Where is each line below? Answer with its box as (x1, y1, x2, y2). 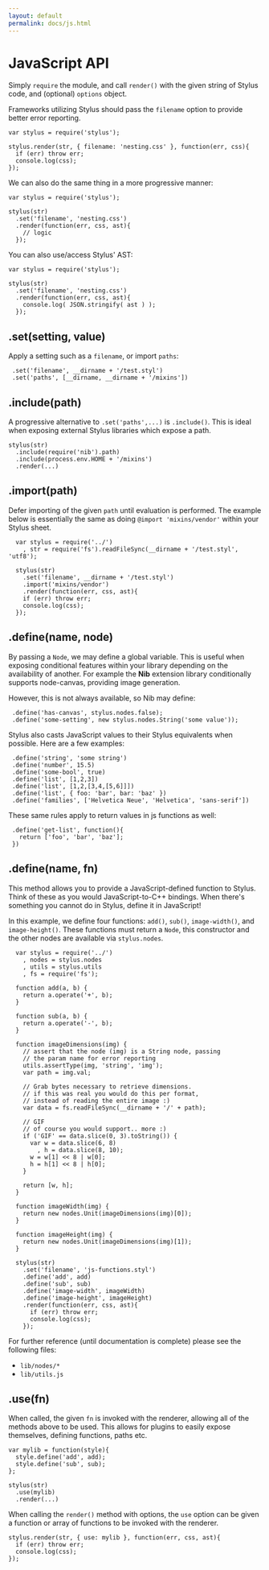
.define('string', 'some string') (11, 754, 128, 762)
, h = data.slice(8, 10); (37, 1146, 124, 1154)
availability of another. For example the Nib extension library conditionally (8, 669, 251, 679)
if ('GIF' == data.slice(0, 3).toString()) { (22, 1132, 178, 1140)
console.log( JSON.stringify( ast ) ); (22, 301, 157, 309)
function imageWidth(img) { (15, 1202, 110, 1210)
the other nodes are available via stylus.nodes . (8, 933, 164, 943)
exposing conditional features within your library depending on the (8, 660, 229, 670)
